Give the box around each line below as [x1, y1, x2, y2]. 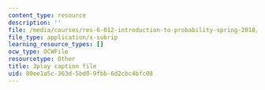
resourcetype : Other [8, 56, 77, 63]
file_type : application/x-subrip [8, 33, 118, 41]
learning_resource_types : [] [8, 41, 104, 49]
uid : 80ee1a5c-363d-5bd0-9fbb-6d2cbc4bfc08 [8, 70, 154, 77]
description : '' [8, 19, 62, 27]
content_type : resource [8, 11, 87, 20]
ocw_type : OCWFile [8, 48, 69, 56]
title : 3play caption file [8, 63, 97, 70]
